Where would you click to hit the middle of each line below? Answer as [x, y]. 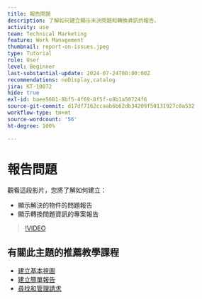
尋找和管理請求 [39, 288]
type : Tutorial [30, 54]
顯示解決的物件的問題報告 [55, 205]
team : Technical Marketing [47, 34]
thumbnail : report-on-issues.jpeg [58, 47]
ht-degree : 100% [31, 126]
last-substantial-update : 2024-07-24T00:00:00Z [79, 73]
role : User [23, 60]
